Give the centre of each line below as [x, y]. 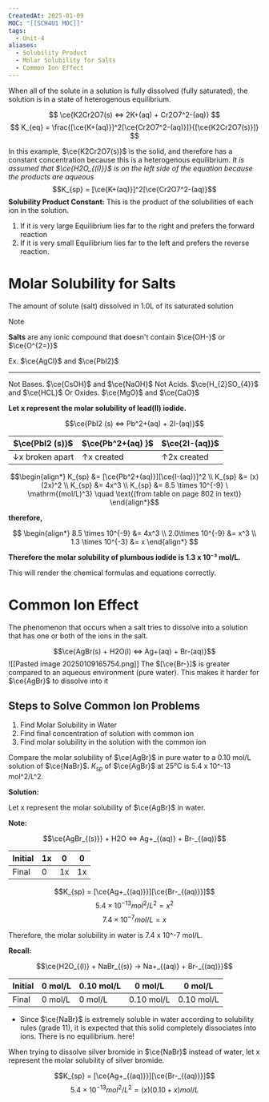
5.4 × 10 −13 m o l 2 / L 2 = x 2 [134, 905]
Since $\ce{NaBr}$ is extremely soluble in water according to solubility [137, 1019]
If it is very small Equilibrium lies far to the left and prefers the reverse [134, 243]
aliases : [23, 46]
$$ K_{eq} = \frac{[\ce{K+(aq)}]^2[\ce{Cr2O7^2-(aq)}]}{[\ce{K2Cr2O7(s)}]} [134, 127]
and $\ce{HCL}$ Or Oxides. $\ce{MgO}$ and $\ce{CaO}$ [104, 392]
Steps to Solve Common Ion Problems [104, 706]
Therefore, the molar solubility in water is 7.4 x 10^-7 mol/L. [106, 935]
